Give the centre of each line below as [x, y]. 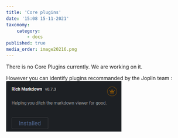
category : [29, 31]
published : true [26, 43]
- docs [35, 37]
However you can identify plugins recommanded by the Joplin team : [89, 78]
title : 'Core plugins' [34, 12]
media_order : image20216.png [42, 50]
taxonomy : [18, 25]
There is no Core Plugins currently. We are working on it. [74, 67]
